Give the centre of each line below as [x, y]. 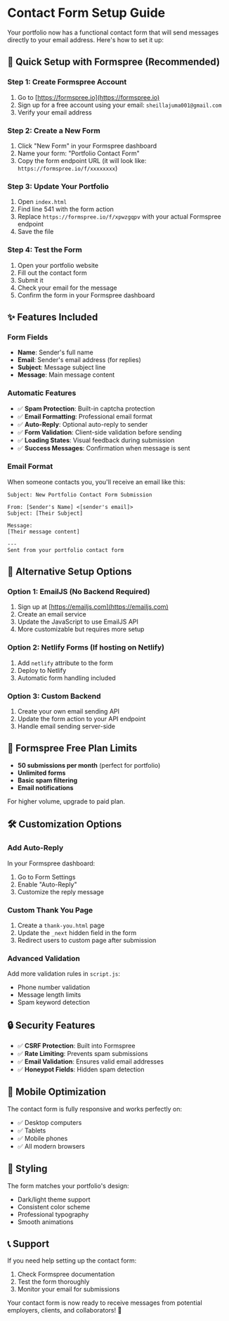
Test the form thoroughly [53, 1282]
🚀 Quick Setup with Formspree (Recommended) [113, 62]
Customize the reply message [60, 891]
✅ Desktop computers [50, 1122]
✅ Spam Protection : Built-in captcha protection [86, 408]
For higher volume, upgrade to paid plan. [66, 801]
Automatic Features [42, 393]
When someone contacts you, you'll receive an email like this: [97, 482]
